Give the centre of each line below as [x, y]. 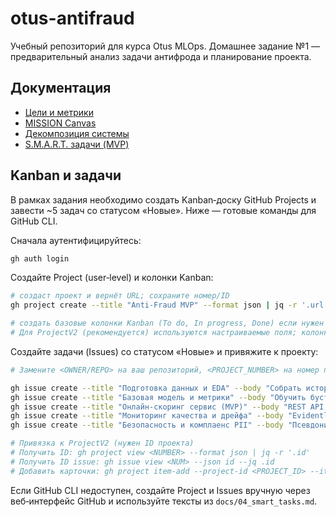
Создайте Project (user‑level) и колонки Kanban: [112, 278]
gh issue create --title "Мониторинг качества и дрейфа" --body [147, 416]
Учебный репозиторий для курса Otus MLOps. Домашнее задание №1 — [165, 46]
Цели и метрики [59, 112]
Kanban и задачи [66, 175]
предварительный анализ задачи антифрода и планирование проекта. [161, 56]
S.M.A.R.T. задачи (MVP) [77, 144]
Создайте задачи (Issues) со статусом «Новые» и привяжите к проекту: [164, 351]
